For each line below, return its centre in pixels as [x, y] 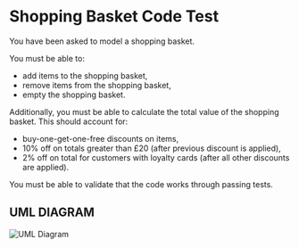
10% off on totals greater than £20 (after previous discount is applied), [151, 148]
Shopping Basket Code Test [114, 17]
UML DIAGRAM [52, 213]
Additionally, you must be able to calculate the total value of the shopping [144, 112]
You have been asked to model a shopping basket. [102, 41]
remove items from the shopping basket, [96, 85]
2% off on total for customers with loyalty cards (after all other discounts [156, 157]
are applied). [46, 167]
